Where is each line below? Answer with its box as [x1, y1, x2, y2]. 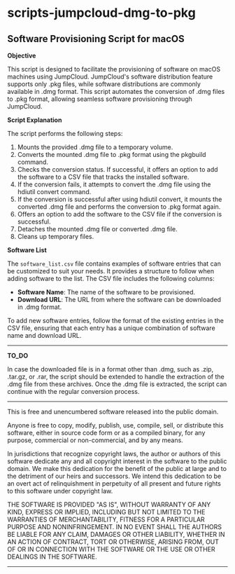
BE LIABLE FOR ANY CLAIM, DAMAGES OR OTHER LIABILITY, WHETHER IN [7, 531, 225, 538]
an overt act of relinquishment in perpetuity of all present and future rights [7, 479, 222, 488]
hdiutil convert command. [17, 188, 92, 196]
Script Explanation [7, 116, 62, 124]
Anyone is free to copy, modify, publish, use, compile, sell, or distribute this [7, 421, 224, 429]
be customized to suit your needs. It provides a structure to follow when [7, 267, 215, 275]
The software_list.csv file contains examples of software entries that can [7, 259, 222, 268]
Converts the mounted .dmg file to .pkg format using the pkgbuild [17, 151, 206, 158]
